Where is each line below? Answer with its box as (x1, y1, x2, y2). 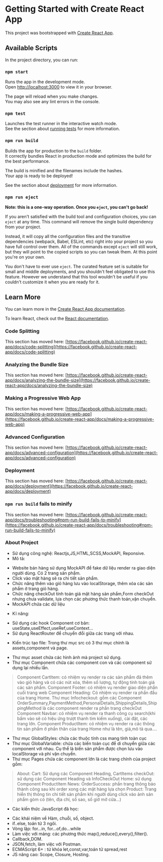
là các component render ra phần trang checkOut (42, 705, 142, 711)
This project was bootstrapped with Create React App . (5, 30, 114, 36)
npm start (5, 69, 28, 74)
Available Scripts (5, 44, 57, 52)
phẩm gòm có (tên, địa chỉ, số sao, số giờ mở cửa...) (17, 796, 122, 802)
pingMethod (17, 705, 42, 711)
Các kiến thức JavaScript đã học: (12, 806, 79, 811)
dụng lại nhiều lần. (12, 664, 49, 670)
